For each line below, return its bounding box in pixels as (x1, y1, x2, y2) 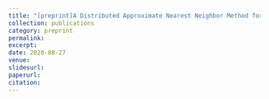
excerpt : (8, 42, 38, 49)
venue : (8, 57, 30, 65)
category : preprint (8, 26, 74, 34)
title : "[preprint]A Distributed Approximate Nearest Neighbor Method (8, 11, 249, 20)
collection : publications (8, 19, 94, 27)
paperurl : (8, 71, 42, 79)
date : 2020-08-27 (8, 49, 66, 57)
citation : (8, 78, 42, 86)
